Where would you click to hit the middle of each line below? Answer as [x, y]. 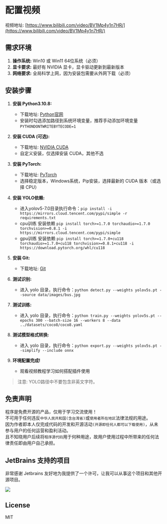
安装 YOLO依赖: [28, 198]
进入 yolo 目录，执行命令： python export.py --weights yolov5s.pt [89, 345]
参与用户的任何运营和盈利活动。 [38, 430]
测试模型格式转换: [31, 335]
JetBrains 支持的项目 [38, 460]
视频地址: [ [16, 25]
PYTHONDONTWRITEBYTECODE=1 [48, 126]
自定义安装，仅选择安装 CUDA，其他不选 [62, 153]
